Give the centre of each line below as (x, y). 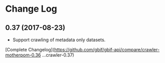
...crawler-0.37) (58, 55)
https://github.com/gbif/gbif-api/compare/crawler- (107, 50)
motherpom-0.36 (23, 55)
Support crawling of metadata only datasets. (59, 40)
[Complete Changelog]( (30, 50)
